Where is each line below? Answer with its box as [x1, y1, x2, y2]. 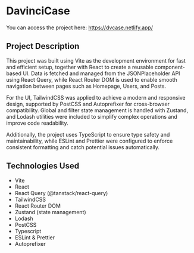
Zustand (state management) [14, 208, 86, 215]
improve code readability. [6, 119, 68, 126]
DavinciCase [6, 4, 70, 18]
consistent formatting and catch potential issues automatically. [6, 143, 159, 150]
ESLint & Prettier [14, 234, 55, 241]
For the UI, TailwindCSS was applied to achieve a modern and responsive [6, 94, 186, 101]
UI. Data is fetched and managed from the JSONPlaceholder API [23, 70, 180, 77]
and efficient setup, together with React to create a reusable [6, 63, 154, 70]
